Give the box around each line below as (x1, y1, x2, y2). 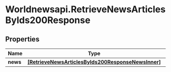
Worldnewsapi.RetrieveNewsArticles (5, 4, 166, 15)
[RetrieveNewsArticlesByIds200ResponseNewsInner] (27, 59, 161, 65)
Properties (5, 35, 40, 43)
